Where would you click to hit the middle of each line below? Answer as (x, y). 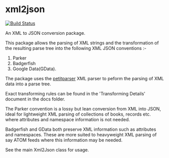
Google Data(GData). (34, 69)
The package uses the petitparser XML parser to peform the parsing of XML (85, 78)
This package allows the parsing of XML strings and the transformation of (82, 43)
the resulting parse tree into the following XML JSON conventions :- (76, 48)
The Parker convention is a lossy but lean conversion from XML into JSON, (83, 109)
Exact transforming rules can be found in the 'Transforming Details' (75, 93)
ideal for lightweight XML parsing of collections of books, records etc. (78, 114)
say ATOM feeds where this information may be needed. (64, 140)
